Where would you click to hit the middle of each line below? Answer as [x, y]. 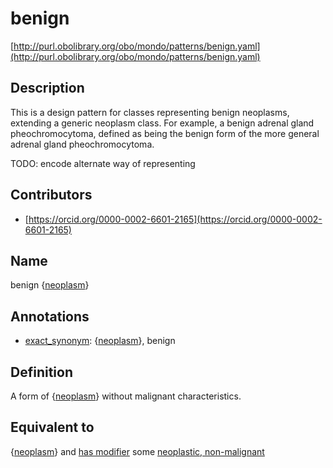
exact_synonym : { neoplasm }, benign [100, 341]
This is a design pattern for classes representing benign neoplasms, [150, 112]
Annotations [50, 316]
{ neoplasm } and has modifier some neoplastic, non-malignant [137, 451]
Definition [41, 372]
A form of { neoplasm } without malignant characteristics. [126, 396]
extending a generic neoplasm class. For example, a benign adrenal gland [162, 123]
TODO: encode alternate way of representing [103, 163]
